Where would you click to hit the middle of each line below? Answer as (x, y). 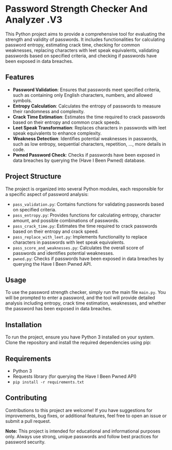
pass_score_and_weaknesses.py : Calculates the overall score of (78, 248)
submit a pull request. (28, 421)
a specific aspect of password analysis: (47, 194)
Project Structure (33, 176)
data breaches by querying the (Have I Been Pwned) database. (79, 160)
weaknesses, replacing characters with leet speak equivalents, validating (82, 50)
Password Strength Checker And (77, 9)
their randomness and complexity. (49, 111)
